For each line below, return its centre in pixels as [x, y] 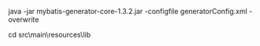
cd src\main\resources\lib [50, 35]
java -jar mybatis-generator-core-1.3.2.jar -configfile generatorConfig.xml [128, 11]
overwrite [24, 19]
